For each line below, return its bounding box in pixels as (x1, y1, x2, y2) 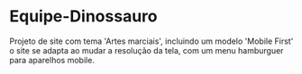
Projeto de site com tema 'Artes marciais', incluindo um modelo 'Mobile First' (9, 36, 294, 46)
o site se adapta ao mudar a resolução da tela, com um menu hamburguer (9, 45, 284, 55)
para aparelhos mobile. (9, 54, 95, 65)
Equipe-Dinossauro (9, 6, 158, 27)
